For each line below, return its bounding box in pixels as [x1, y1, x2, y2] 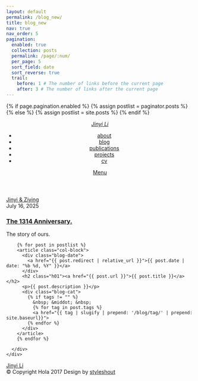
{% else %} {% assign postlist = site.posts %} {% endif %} [6, 108, 150, 116]
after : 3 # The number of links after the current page [17, 86, 159, 92]
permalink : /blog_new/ [6, 14, 62, 20]
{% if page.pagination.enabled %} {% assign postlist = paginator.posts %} [6, 102, 188, 110]
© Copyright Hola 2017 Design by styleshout [6, 368, 116, 376]
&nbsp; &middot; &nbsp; [32, 299, 92, 305]
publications [89, 144, 120, 152]
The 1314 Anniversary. [6, 217, 73, 225]
